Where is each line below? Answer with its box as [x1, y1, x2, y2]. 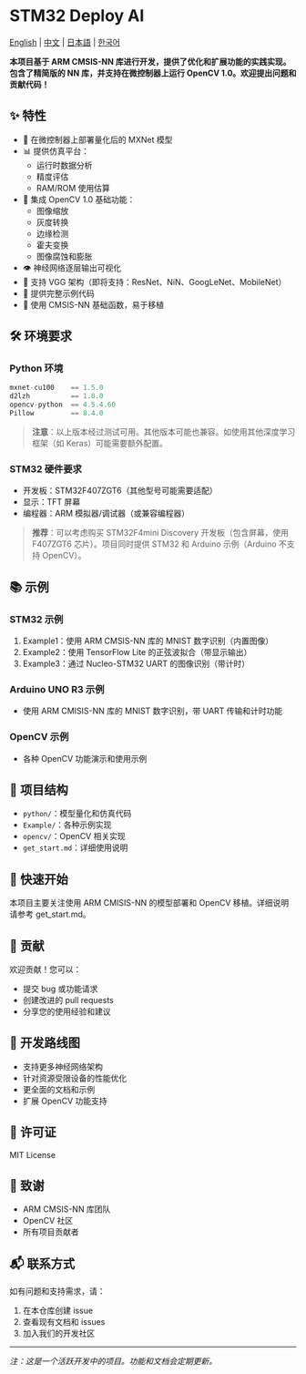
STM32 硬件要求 [9, 462, 82, 475]
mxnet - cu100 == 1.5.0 [9, 384, 104, 393]
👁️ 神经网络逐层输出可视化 [22, 261, 121, 273]
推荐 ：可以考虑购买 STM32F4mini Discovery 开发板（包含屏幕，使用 [31, 528, 290, 538]
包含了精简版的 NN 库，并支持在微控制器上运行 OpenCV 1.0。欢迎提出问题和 [9, 67, 297, 78]
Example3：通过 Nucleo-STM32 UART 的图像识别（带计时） [22, 658, 250, 669]
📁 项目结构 [9, 782, 68, 797]
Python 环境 [9, 362, 64, 374]
